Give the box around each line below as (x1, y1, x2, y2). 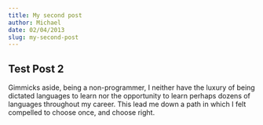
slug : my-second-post (8, 33, 79, 41)
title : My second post (8, 11, 82, 20)
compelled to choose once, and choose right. (8, 108, 155, 117)
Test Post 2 (8, 62, 64, 75)
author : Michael (8, 19, 61, 27)
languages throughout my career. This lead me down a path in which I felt (8, 99, 247, 109)
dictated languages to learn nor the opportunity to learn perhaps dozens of (8, 91, 251, 101)
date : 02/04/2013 (8, 26, 65, 34)
